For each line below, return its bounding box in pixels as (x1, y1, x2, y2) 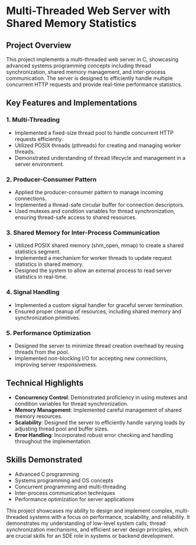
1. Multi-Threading (6, 116, 60, 124)
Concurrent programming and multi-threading (14, 483, 126, 490)
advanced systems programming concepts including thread (6, 62, 152, 69)
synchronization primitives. (14, 314, 81, 321)
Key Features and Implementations (6, 98, 138, 108)
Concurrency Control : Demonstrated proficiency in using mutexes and (14, 394, 188, 401)
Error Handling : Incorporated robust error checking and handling (14, 431, 173, 438)
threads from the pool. (14, 348, 70, 355)
